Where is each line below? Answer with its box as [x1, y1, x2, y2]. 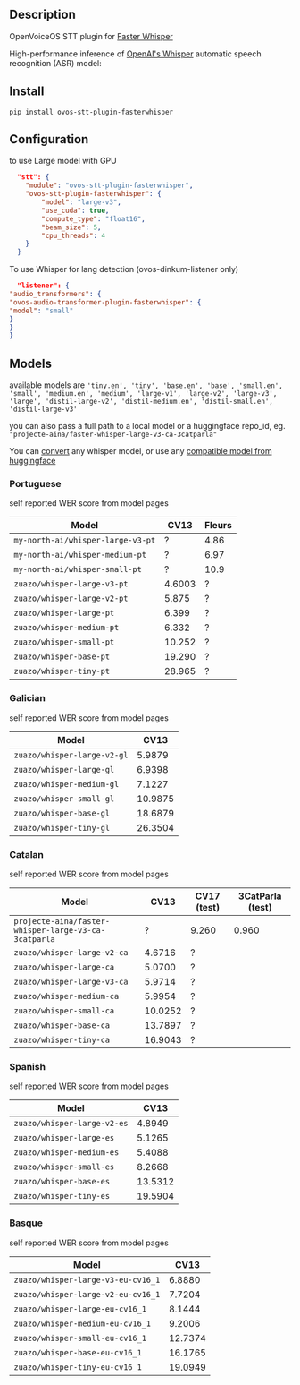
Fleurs [204, 519, 232, 532]
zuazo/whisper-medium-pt [13, 622, 120, 633]
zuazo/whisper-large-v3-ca [13, 977, 129, 987]
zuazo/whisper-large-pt [13, 608, 115, 619]
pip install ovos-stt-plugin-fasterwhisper [9, 107, 174, 116]
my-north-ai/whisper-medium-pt [13, 550, 147, 560]
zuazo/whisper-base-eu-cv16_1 [13, 1347, 143, 1357]
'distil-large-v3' [9, 405, 78, 415]
